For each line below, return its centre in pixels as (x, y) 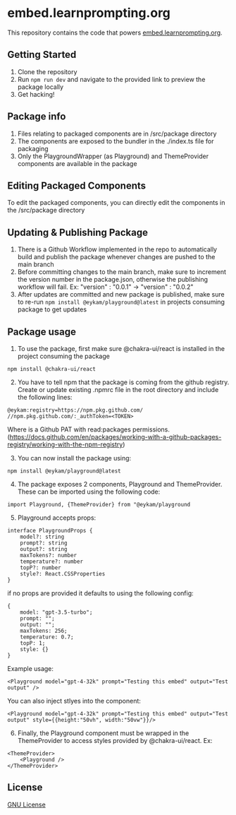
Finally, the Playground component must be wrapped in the (103, 733)
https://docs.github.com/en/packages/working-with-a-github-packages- (116, 437)
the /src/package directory (46, 210)
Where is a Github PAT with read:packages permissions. (89, 429)
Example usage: (31, 668)
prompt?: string (44, 543)
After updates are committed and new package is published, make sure (121, 295)
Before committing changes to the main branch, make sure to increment (122, 272)
